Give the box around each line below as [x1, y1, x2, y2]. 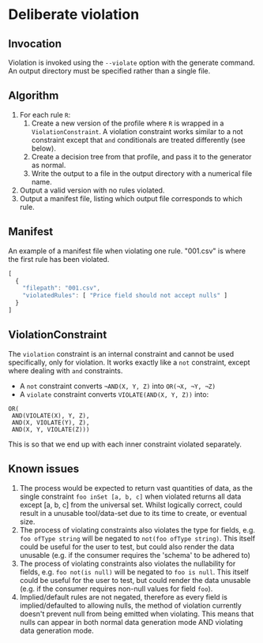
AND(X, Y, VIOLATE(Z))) [11, 425, 90, 433]
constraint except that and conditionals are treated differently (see [31, 135, 246, 144]
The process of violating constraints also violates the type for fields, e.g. [19, 525, 255, 534]
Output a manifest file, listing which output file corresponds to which [19, 193, 242, 203]
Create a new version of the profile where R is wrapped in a [31, 118, 224, 128]
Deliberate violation [8, 6, 140, 24]
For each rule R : [19, 110, 71, 119]
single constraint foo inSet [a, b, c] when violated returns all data [19, 492, 242, 501]
